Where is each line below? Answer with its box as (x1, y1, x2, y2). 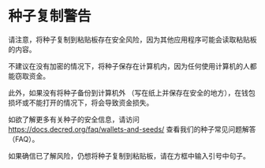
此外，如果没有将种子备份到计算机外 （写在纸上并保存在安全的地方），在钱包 (8, 88, 256, 97)
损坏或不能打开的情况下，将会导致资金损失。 (8, 98, 154, 107)
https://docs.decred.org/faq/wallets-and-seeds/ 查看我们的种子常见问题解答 (8, 124, 256, 134)
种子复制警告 (8, 7, 92, 25)
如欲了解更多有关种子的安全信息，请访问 (8, 114, 140, 124)
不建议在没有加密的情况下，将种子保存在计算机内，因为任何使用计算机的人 (8, 61, 250, 71)
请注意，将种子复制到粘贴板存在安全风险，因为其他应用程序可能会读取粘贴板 (8, 35, 257, 44)
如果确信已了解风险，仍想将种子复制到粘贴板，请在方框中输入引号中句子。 (8, 151, 250, 160)
